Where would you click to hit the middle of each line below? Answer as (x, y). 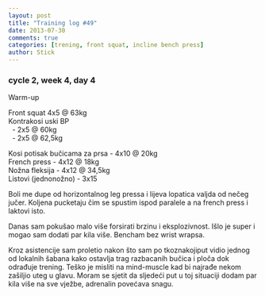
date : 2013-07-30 (37, 30)
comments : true (33, 38)
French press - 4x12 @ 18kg (54, 162)
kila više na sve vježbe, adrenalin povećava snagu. (91, 284)
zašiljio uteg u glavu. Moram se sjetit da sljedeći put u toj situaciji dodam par (133, 275)
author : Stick (32, 52)
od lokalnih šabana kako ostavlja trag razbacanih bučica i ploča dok (119, 259)
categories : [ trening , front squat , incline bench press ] (106, 45)
